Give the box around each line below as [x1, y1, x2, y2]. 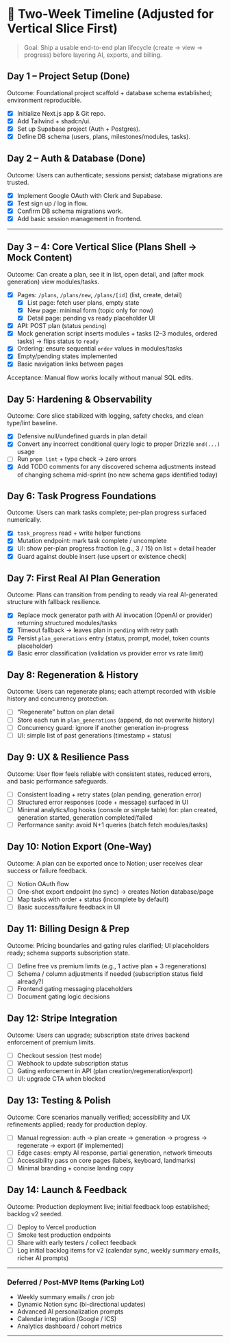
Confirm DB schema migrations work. [16, 207, 123, 215]
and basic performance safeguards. [7, 777, 108, 785]
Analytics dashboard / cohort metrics [16, 1322, 123, 1331]
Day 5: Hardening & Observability [7, 393, 153, 405]
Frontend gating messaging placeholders [16, 984, 133, 992]
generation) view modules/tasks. [7, 277, 100, 286]
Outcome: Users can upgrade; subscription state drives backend [7, 1031, 190, 1039]
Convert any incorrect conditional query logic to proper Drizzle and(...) [16, 440, 220, 448]
